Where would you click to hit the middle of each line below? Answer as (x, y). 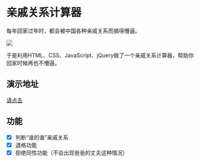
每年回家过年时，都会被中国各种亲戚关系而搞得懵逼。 (73, 31)
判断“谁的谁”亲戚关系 (42, 137)
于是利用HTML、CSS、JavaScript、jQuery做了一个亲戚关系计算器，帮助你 (100, 55)
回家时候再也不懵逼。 (33, 63)
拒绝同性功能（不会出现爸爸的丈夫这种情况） (72, 152)
